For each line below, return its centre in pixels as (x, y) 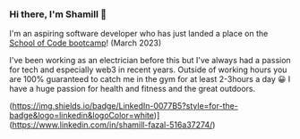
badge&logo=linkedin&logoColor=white (82, 116)
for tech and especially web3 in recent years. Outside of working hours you (148, 69)
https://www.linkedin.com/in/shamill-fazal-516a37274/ (112, 125)
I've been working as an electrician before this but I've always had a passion (150, 61)
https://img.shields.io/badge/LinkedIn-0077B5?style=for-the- (125, 106)
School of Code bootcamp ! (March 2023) (86, 43)
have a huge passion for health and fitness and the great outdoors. (133, 89)
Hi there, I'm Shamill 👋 (58, 14)
